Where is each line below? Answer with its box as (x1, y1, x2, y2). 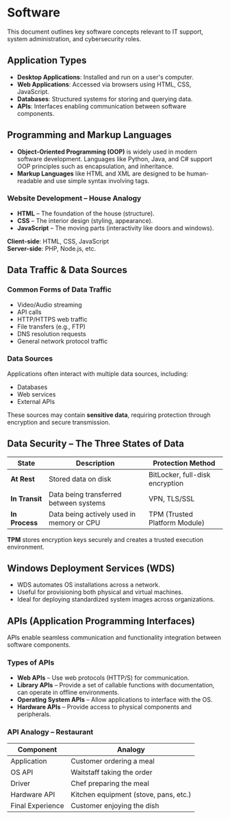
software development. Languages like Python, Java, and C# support (16, 154, 213, 163)
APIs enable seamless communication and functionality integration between (7, 633, 221, 642)
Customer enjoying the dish (71, 800, 159, 810)
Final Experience (10, 800, 64, 810)
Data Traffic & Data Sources (7, 264, 128, 276)
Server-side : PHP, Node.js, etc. (7, 244, 97, 252)
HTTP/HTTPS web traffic (16, 315, 88, 323)
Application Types (7, 55, 87, 67)
